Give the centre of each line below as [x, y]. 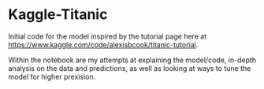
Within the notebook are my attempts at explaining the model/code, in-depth [132, 60]
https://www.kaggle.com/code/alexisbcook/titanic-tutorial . [103, 44]
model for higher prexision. [52, 76]
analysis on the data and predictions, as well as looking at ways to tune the [130, 68]
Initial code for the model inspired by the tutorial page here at [108, 36]
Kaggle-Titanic [58, 15]
